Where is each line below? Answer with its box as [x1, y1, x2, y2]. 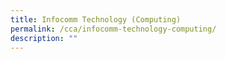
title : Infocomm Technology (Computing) [10, 14, 182, 25]
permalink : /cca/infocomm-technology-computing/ [10, 24, 217, 34]
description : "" [10, 33, 78, 43]
